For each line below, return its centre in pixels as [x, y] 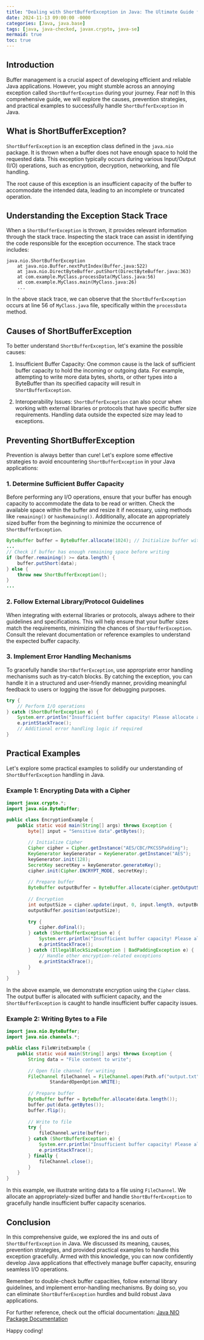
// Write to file [50, 1122]
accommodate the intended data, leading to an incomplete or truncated [96, 190]
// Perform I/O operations [51, 706]
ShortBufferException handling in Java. [56, 774]
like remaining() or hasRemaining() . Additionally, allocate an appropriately [98, 516]
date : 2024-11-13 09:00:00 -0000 [49, 18]
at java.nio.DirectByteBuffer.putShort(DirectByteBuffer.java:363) [104, 272]
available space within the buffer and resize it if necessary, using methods [99, 510]
